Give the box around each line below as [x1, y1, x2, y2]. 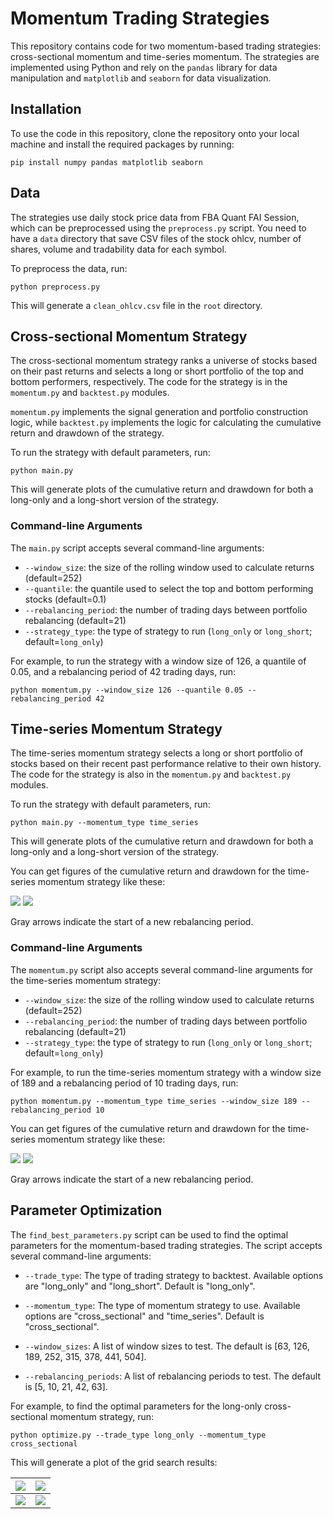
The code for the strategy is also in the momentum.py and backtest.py [10, 768, 292, 781]
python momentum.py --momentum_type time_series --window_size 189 [10, 1096, 298, 1106]
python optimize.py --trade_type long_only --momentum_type [10, 1430, 267, 1440]
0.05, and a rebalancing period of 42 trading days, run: [10, 665, 237, 677]
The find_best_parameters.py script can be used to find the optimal [10, 1228, 289, 1241]
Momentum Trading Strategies [10, 7, 270, 30]
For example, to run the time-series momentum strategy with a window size [10, 1066, 322, 1078]
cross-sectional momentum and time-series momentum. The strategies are [10, 50, 320, 62]
